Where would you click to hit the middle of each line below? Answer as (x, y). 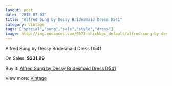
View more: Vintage (26, 78)
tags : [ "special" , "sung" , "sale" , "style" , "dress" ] (59, 29)
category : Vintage (25, 24)
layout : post (19, 10)
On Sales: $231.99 (25, 58)
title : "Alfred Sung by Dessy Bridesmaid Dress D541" (64, 19)
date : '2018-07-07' (26, 15)
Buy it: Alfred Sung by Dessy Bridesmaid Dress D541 (61, 68)
